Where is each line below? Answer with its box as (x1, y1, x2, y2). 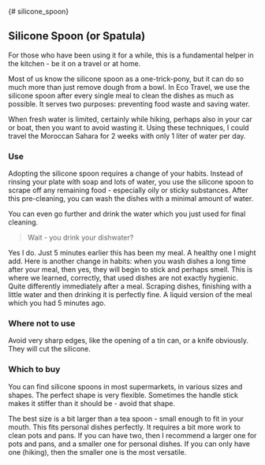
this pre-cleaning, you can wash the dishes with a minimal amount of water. (8, 194, 254, 203)
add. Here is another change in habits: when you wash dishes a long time (8, 256, 246, 266)
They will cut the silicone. (8, 344, 91, 354)
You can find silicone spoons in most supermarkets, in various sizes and (8, 381, 243, 391)
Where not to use (8, 318, 76, 329)
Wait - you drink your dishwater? (27, 232, 134, 243)
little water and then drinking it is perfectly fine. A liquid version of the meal (8, 290, 252, 299)
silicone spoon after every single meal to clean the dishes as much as (8, 91, 234, 100)
